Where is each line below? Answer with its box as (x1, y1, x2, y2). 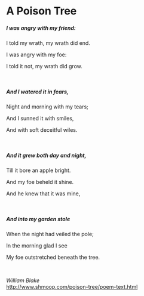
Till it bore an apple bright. (6, 167, 71, 174)
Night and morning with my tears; (6, 103, 88, 110)
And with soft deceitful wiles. (6, 126, 78, 134)
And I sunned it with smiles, (6, 115, 74, 122)
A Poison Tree (6, 4, 77, 18)
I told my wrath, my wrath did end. (6, 40, 91, 47)
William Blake (6, 277, 40, 284)
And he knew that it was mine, (6, 190, 81, 197)
